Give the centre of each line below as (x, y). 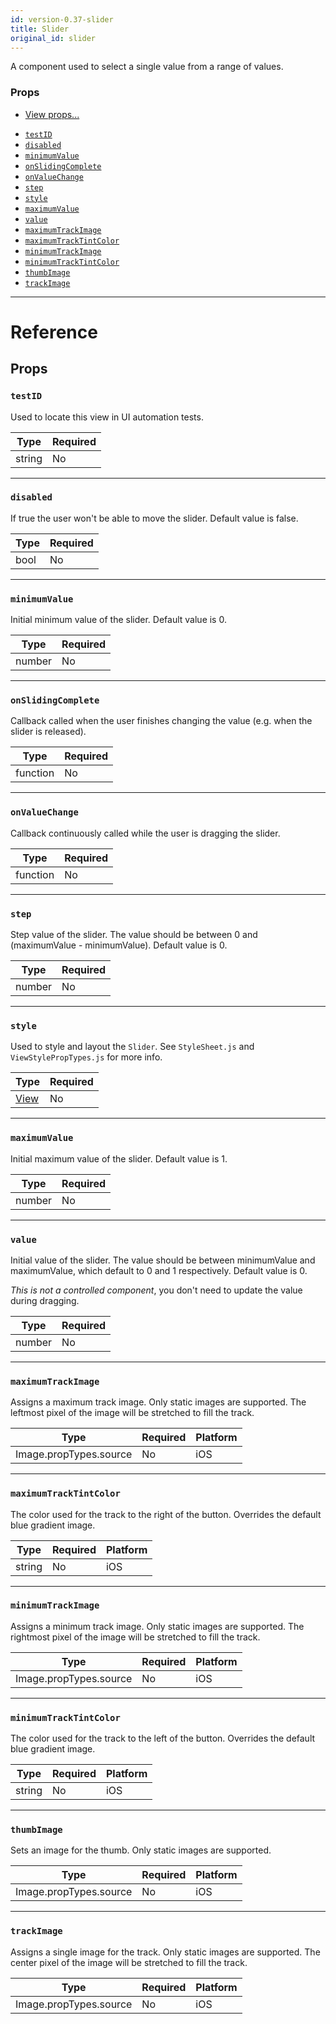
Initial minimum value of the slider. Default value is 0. (118, 620)
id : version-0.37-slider (62, 19)
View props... (52, 114)
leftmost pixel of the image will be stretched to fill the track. (132, 1413)
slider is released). (48, 732)
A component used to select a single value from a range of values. (147, 67)
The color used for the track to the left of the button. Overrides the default (163, 1738)
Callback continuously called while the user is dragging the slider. (145, 833)
